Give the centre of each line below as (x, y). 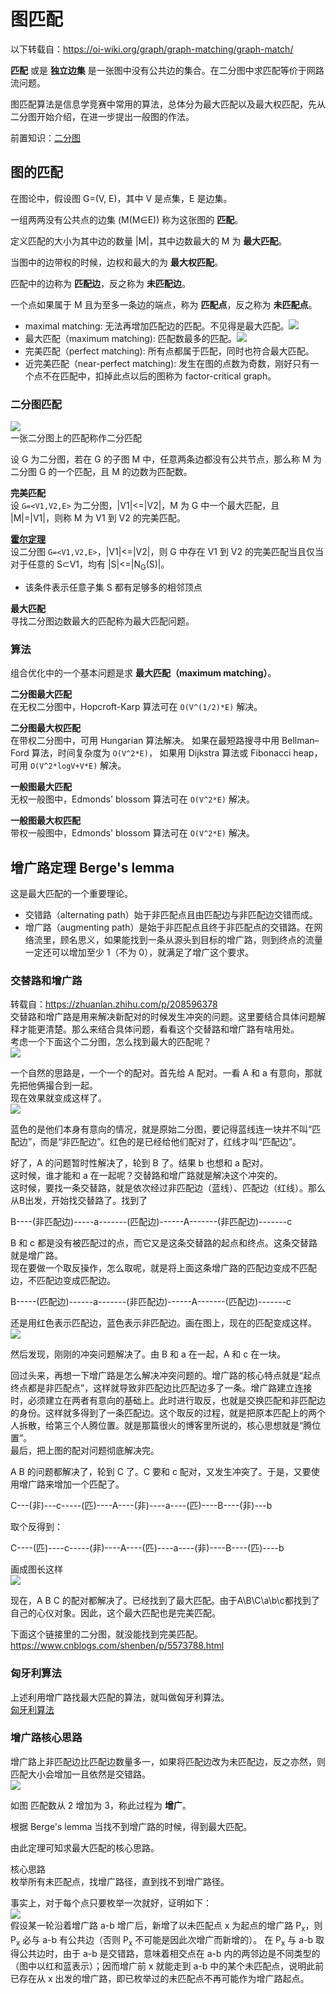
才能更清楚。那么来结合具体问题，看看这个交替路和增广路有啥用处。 (159, 1029)
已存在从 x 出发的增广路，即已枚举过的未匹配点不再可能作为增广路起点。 (160, 1979)
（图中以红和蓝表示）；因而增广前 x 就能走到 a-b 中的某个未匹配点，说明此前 (167, 1966)
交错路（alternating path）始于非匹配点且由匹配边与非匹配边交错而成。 (171, 914)
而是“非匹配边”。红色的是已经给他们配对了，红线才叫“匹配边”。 (171, 1142)
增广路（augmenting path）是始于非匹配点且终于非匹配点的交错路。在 (169, 927)
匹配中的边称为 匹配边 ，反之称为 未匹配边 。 (100, 283)
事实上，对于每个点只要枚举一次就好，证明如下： (111, 1902)
